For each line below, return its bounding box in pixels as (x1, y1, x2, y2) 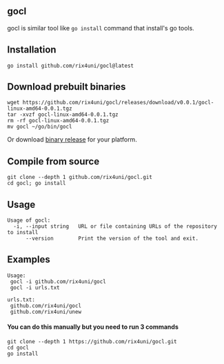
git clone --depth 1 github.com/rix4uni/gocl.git (7, 174, 153, 181)
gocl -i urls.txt (10, 284, 60, 291)
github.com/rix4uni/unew (10, 308, 81, 315)
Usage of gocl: (7, 217, 51, 224)
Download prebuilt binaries (7, 81, 126, 93)
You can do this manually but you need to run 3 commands (7, 323, 179, 331)
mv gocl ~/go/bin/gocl (7, 124, 72, 131)
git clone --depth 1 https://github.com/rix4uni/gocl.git (7, 338, 177, 345)
